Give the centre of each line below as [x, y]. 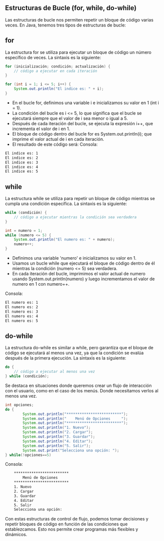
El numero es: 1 [22, 303]
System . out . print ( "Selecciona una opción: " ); [71, 450]
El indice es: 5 [22, 171]
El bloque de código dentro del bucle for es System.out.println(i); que [82, 134]
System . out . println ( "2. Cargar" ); [58, 432]
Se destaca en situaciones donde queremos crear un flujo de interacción [78, 385]
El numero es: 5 [22, 321]
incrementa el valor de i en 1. [41, 129]
